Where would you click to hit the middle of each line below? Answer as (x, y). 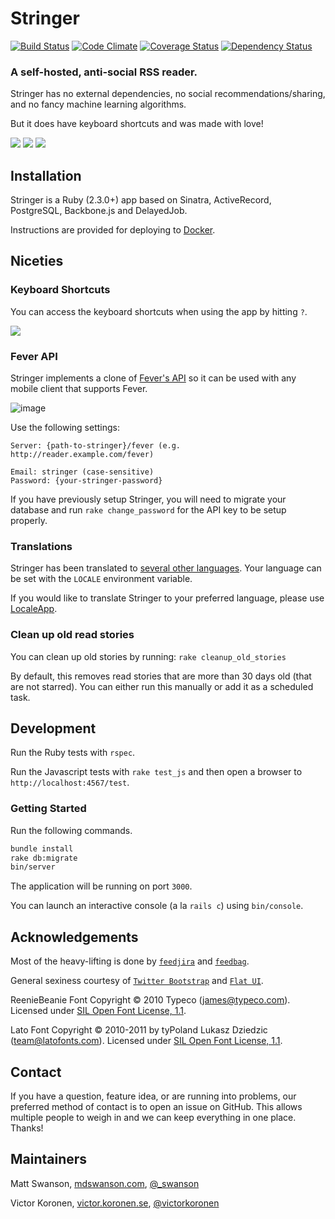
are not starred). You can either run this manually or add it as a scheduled (162, 686)
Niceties (37, 261)
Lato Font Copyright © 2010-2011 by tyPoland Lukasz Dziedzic (139, 1030)
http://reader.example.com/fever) (82, 455)
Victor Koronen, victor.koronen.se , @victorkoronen (115, 1203)
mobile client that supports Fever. (79, 389)
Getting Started (48, 809)
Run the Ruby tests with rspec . (73, 753)
